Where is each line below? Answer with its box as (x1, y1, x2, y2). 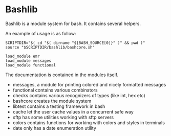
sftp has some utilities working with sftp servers (12, 114, 114, 120)
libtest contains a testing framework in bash (12, 103, 105, 109)
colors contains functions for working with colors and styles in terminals (12, 119, 165, 126)
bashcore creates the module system (12, 98, 92, 104)
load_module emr (5, 54, 40, 59)
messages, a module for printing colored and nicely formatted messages (12, 81, 166, 87)
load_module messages (5, 58, 52, 63)
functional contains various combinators (12, 87, 98, 93)
